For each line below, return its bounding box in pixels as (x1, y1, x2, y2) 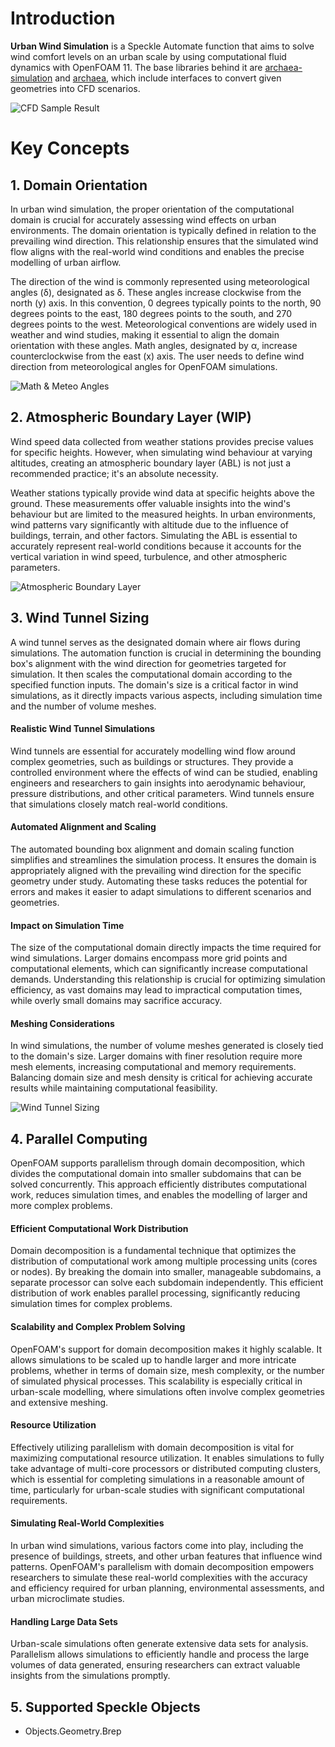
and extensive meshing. (10, 1396, 109, 1408)
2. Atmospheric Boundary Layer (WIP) (10, 409, 252, 426)
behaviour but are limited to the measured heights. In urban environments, (10, 508, 317, 520)
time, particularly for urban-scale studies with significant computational (10, 1483, 305, 1496)
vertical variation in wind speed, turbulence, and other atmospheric (10, 550, 288, 562)
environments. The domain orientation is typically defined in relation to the (10, 224, 317, 236)
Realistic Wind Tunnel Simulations (10, 723, 156, 735)
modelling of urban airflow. (10, 256, 122, 268)
